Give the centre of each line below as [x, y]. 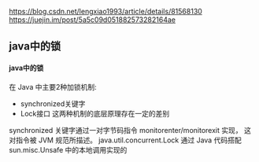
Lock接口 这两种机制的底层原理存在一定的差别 [95, 113]
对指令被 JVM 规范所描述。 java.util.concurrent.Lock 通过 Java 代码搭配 [126, 140]
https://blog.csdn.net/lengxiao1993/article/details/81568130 [106, 11]
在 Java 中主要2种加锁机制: [53, 87]
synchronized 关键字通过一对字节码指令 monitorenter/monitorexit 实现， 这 [130, 130]
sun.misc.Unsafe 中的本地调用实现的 [68, 149]
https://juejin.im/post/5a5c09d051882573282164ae [92, 20]
